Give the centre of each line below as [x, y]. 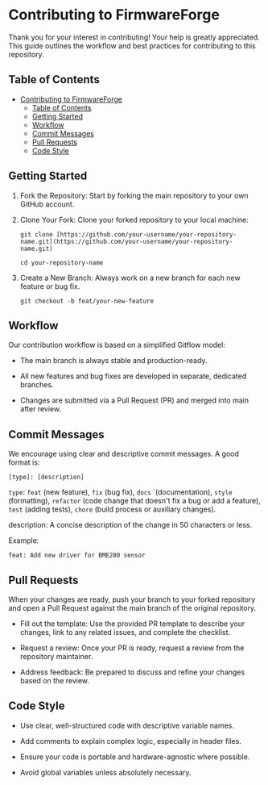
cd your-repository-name [62, 263]
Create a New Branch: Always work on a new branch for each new [130, 278]
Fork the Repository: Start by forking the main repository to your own [134, 195]
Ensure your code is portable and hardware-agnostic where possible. [135, 757]
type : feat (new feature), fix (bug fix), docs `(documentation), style [121, 492]
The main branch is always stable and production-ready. [113, 361]
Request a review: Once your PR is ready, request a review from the [132, 648]
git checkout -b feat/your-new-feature [87, 301]
